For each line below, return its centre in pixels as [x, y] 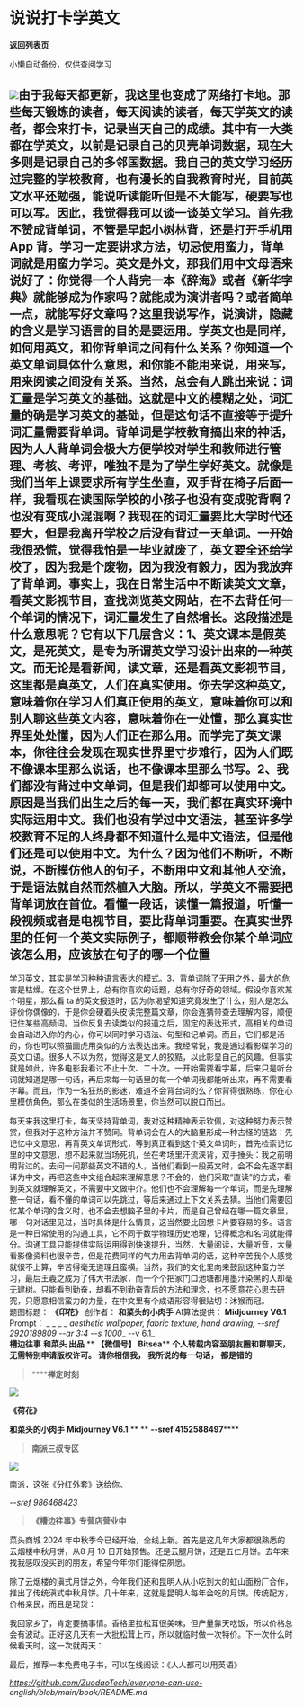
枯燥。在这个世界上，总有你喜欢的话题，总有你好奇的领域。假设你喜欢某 [159, 989]
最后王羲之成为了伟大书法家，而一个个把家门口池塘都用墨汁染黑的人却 [155, 1278]
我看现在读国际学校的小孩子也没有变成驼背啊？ [163, 500]
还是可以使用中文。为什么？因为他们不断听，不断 [157, 853]
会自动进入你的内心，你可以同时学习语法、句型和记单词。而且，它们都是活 [147, 1034]
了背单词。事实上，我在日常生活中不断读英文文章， [151, 584]
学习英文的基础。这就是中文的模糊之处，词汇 [169, 399]
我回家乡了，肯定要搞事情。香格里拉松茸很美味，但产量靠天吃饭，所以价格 [147, 1622]
